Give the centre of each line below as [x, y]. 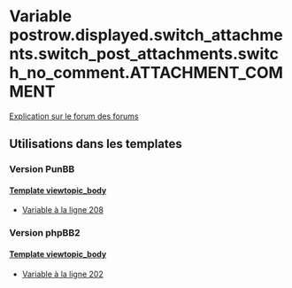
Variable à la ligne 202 [62, 274]
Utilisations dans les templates [96, 144]
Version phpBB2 [45, 233]
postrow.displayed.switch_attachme [146, 35]
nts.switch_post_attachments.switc [144, 54]
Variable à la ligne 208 [63, 210]
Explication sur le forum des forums [74, 116]
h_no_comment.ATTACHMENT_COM [146, 73]
